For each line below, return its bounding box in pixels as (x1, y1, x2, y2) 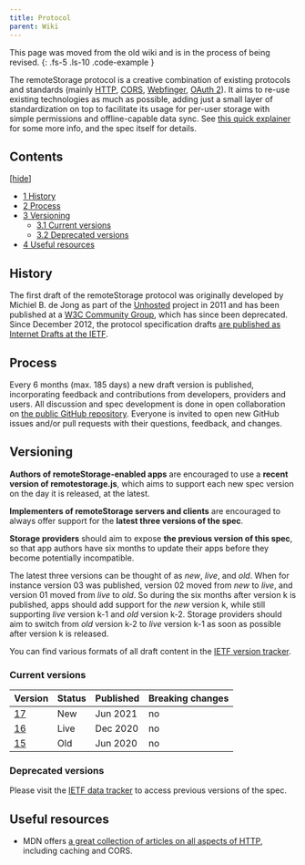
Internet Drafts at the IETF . (9, 329, 109, 340)
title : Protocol (9, 13, 71, 23)
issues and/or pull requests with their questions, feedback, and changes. (9, 417, 283, 428)
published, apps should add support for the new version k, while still (9, 599, 266, 610)
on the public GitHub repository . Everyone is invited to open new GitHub (9, 407, 280, 419)
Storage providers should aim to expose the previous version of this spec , (9, 532, 293, 543)
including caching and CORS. (22, 845, 133, 857)
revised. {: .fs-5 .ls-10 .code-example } (9, 57, 155, 67)
